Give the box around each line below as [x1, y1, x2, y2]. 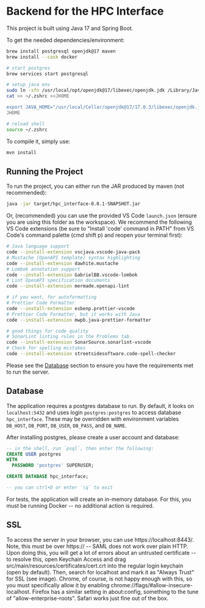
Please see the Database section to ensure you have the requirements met [6, 361, 194, 369]
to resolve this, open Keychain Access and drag [6, 555, 126, 563]
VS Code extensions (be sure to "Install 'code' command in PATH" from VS [6, 225, 194, 232]
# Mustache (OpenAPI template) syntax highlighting [6, 254, 140, 261]
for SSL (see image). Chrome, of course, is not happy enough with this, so [6, 575, 193, 582]
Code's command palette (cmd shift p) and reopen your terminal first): [6, 231, 183, 239]
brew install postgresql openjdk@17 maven [6, 48, 116, 54]
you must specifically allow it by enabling [6, 581, 110, 588]
